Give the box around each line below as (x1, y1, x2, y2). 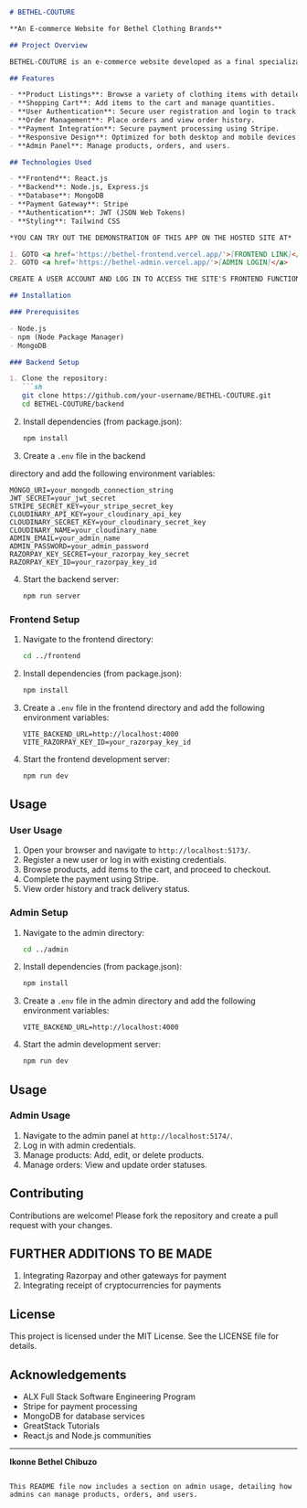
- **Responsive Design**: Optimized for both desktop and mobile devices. (9, 133, 301, 142)
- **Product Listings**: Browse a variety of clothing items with (9, 90, 268, 100)
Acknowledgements (9, 1366, 127, 1383)
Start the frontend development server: (22, 753, 171, 764)
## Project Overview (9, 40, 89, 49)
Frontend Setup (9, 612, 80, 625)
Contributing (9, 1185, 84, 1201)
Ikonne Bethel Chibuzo (9, 1457, 98, 1468)
